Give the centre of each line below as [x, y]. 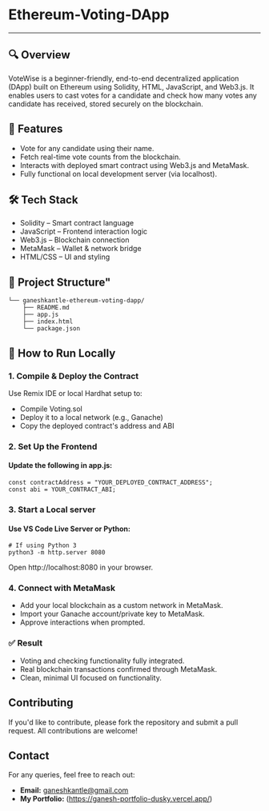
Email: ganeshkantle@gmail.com [74, 790]
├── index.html [48, 322]
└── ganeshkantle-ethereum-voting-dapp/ [77, 301]
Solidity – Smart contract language [77, 223]
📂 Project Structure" [60, 282]
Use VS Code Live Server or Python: [69, 529]
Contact [29, 755]
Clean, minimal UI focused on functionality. [90, 677]
